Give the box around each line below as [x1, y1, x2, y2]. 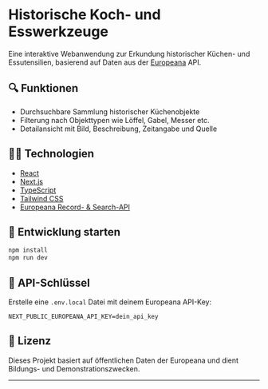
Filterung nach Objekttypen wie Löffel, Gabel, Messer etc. [19, 115, 210, 125]
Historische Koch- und [8, 6, 161, 24]
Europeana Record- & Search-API [19, 202, 130, 212]
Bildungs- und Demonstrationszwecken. [8, 363, 140, 373]
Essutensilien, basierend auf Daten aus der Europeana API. [8, 58, 202, 67]
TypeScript [19, 185, 57, 195]
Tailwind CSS [19, 193, 64, 203]
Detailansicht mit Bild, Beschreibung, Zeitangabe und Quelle [19, 124, 218, 133]
